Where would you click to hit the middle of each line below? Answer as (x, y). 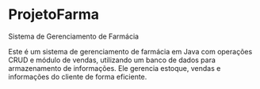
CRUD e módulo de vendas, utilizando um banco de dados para (112, 60)
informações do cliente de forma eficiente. (78, 76)
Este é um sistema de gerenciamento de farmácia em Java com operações (130, 51)
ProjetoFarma (54, 15)
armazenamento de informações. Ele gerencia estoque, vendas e (115, 68)
